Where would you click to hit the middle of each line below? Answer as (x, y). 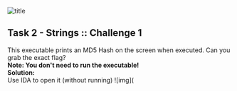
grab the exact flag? (37, 57)
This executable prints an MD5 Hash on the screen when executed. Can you (119, 50)
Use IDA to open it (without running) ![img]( (70, 80)
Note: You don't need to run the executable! (73, 65)
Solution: (21, 72)
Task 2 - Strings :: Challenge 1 (75, 33)
